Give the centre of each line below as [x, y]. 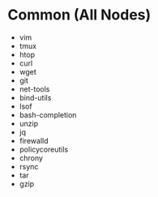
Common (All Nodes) [79, 15]
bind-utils [35, 97]
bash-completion [48, 114]
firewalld [34, 140]
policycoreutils [44, 149]
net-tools [34, 89]
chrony [31, 158]
